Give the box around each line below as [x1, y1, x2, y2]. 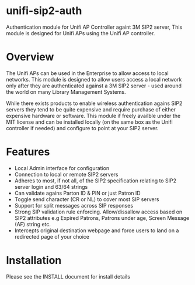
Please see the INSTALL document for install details [6, 273, 130, 280]
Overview [6, 50, 54, 64]
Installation [6, 254, 62, 267]
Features [6, 145, 50, 159]
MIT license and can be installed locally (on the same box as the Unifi [6, 118, 173, 125]
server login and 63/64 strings [14, 183, 88, 190]
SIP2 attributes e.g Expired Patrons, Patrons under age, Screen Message [14, 214, 190, 221]
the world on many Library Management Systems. [6, 88, 126, 95]
